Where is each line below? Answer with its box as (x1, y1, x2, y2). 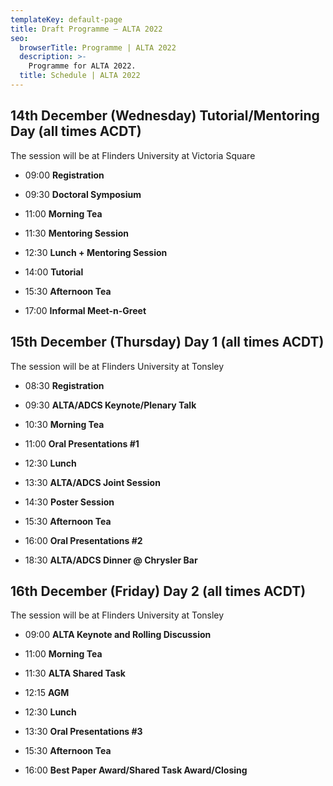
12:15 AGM (24, 687, 70, 699)
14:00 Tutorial (24, 266, 84, 278)
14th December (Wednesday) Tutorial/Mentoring (10, 107, 320, 125)
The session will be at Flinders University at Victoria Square (10, 149, 256, 161)
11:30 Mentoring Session (24, 227, 130, 239)
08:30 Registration (24, 379, 105, 391)
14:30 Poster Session (24, 496, 115, 508)
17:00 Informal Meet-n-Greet (24, 304, 147, 316)
